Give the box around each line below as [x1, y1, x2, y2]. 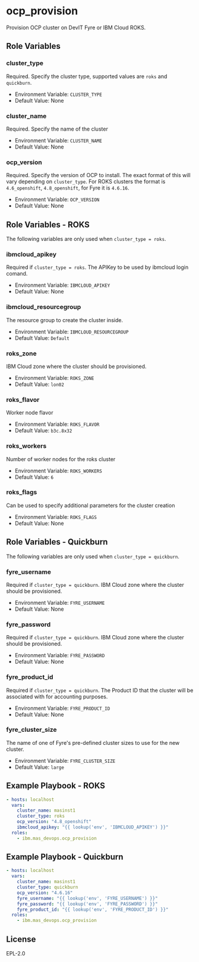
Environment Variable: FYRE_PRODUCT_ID [14, 704, 110, 712]
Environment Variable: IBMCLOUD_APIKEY [14, 282, 110, 289]
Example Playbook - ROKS [6, 781, 106, 791]
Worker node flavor [6, 409, 53, 416]
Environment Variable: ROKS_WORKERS [14, 467, 102, 474]
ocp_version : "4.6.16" [17, 890, 73, 896]
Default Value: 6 [14, 473, 54, 481]
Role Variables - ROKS [6, 219, 90, 230]
